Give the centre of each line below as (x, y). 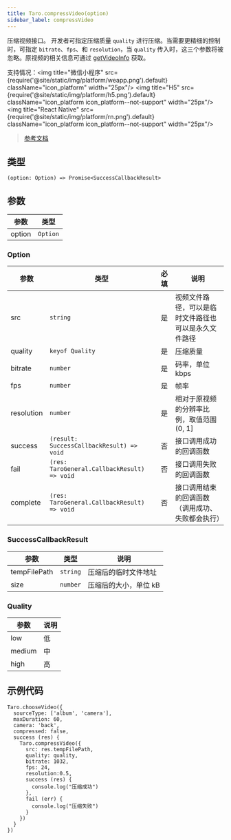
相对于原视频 (196, 399)
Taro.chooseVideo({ (35, 707)
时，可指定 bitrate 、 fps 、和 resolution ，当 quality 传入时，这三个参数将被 (115, 49)
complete (26, 503)
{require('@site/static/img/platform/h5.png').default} (81, 94)
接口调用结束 (196, 487)
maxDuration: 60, (38, 719)
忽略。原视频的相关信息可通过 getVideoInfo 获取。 (78, 57)
